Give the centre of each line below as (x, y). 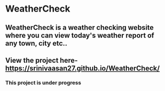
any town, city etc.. (36, 43)
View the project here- (42, 60)
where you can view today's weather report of (80, 35)
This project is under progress (43, 82)
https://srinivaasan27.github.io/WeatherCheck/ (82, 68)
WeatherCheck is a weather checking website (79, 28)
